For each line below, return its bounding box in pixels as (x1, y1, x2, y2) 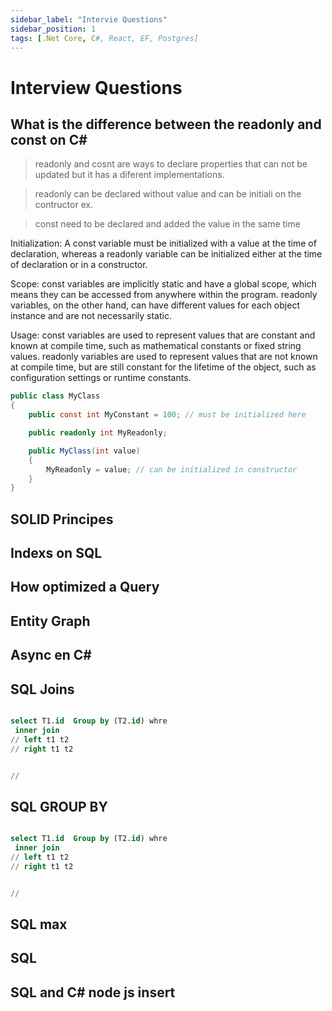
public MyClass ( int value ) (28, 446, 141, 456)
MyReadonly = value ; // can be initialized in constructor (46, 464, 298, 475)
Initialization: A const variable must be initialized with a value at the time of (10, 237, 317, 250)
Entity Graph (10, 612, 91, 630)
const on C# (10, 131, 88, 148)
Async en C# (10, 647, 92, 664)
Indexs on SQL (10, 545, 103, 562)
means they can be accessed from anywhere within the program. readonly (10, 289, 318, 301)
